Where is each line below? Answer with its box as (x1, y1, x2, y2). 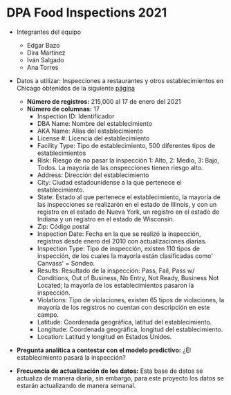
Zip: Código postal (37, 222, 90, 230)
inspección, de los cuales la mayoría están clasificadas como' (37, 251, 214, 260)
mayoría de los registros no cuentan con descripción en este (37, 303, 210, 311)
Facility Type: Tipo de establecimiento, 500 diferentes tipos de (37, 141, 216, 149)
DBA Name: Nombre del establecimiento (37, 119, 153, 127)
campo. (37, 310, 59, 319)
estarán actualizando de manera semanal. (16, 381, 136, 389)
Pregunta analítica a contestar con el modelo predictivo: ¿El (16, 346, 192, 354)
